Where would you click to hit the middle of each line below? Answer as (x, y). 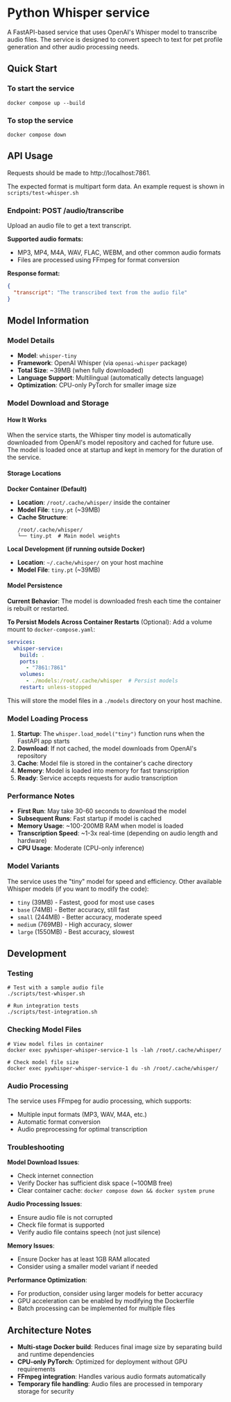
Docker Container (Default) (47, 489)
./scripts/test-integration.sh (52, 1012)
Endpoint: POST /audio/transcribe (66, 210)
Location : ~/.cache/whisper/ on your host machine (90, 562)
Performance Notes (41, 796)
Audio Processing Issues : (45, 1204)
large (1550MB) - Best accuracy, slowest (76, 932)
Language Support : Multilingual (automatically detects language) (111, 378)
